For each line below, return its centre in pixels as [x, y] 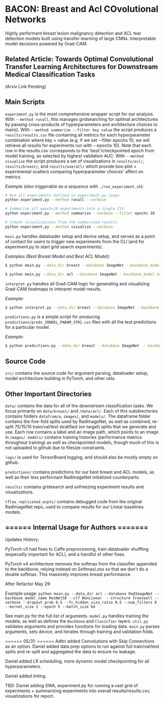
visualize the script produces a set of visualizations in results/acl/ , [75, 161]
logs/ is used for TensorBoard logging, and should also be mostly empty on [82, 457]
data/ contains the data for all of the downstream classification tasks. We [79, 406]
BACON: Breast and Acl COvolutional [82, 9]
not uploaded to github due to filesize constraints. [55, 448]
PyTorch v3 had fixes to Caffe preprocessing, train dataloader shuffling [77, 549]
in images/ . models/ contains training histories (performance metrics [74, 437]
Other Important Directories [48, 394]
